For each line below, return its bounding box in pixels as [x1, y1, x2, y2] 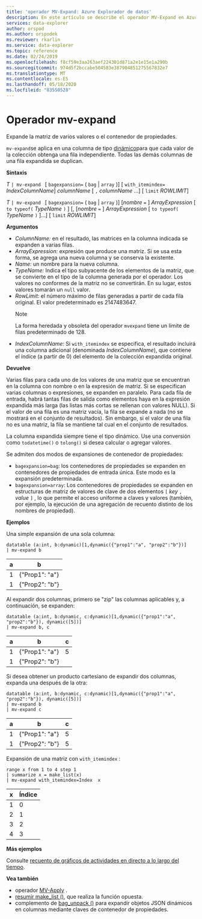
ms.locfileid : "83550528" [6, 87, 71, 93]
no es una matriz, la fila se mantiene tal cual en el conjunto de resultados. [6, 420, 188, 428]
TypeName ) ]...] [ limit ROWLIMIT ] [6, 211, 96, 218]
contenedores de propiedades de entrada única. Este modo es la [14, 469, 176, 476]
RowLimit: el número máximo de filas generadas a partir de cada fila [14, 292, 184, 300]
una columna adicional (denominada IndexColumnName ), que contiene [14, 346, 191, 354]
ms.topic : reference [6, 48, 58, 54]
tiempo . [6, 863, 25, 870]
